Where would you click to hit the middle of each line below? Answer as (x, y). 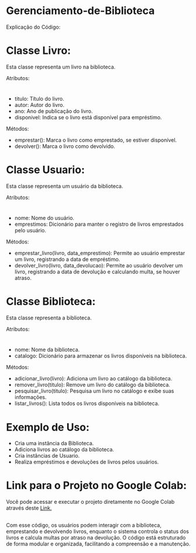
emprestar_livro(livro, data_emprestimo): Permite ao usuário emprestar (100, 253)
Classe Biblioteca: (51, 302)
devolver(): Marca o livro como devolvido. (65, 146)
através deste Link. (29, 508)
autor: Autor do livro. (39, 105)
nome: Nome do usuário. (44, 218)
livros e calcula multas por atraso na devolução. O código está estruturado (96, 537)
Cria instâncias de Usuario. (47, 456)
